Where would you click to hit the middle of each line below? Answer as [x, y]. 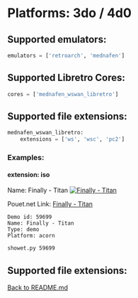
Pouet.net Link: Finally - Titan [50, 204]
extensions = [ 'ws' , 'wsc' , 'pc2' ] [73, 139]
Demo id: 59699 [30, 217]
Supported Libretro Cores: [67, 78]
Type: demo [23, 230]
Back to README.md [38, 287]
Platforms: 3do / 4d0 [70, 13]
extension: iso [29, 174]
